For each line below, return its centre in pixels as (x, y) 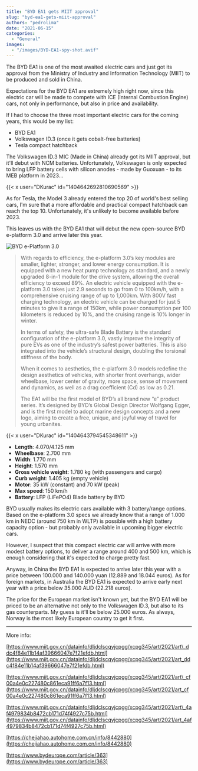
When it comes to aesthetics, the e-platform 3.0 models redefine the (104, 368)
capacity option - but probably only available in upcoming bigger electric (95, 527)
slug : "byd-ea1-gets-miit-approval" (51, 17)
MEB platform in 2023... (35, 175)
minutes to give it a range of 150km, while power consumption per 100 (106, 308)
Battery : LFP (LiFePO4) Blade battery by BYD (70, 497)
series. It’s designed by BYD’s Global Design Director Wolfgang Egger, (105, 405)
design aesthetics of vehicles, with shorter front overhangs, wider (100, 375)
